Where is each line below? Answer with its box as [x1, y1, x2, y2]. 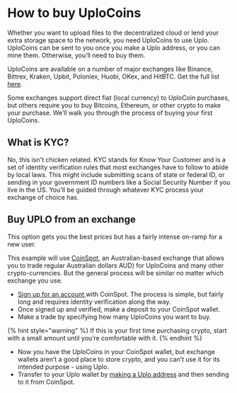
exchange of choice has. [7, 193, 79, 201]
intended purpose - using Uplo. [17, 363, 110, 371]
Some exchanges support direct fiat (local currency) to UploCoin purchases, [7, 93, 230, 102]
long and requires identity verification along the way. [17, 297, 171, 306]
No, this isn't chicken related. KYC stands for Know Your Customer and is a [7, 155, 226, 164]
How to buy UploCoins [7, 5, 141, 21]
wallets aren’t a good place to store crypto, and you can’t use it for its [17, 355, 221, 363]
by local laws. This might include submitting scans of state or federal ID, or [7, 170, 225, 178]
